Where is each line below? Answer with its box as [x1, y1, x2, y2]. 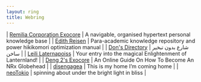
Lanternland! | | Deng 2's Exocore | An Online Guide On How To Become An [6, 56, 194, 63]
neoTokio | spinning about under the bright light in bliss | [6, 69, 147, 76]
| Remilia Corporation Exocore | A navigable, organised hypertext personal [6, 31, 191, 38]
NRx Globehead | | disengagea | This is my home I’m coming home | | [6, 62, 179, 69]
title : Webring [6, 14, 45, 20]
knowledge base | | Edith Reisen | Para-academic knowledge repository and [6, 37, 196, 44]
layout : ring [6, 8, 39, 15]
